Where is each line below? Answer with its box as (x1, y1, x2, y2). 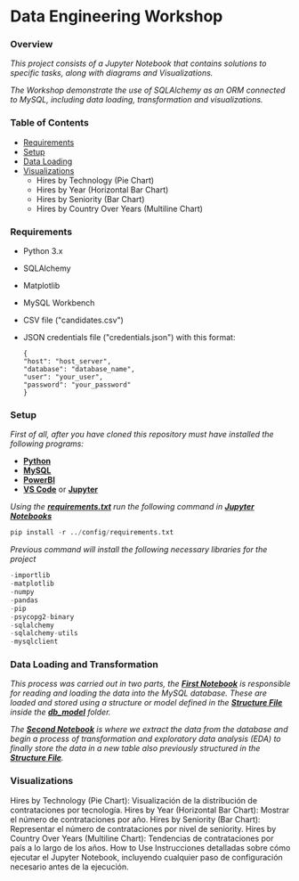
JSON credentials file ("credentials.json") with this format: (22, 332, 236, 343)
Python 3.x (22, 246, 63, 257)
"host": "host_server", (22, 357, 112, 366)
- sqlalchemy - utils (10, 629, 78, 638)
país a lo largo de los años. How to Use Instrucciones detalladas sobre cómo (10, 842, 291, 852)
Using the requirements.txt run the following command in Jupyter (10, 502, 255, 512)
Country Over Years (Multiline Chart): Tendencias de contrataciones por (10, 833, 274, 844)
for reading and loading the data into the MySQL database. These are (10, 688, 268, 698)
